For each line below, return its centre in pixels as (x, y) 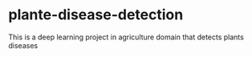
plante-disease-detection (96, 15)
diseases (23, 45)
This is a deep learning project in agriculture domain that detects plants (126, 37)
